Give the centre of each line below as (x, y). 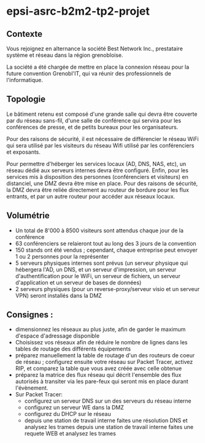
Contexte (25, 34)
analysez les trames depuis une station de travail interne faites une (109, 427)
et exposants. (24, 152)
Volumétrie (28, 216)
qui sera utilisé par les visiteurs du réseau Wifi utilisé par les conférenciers (100, 145)
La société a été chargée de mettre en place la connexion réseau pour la (98, 67)
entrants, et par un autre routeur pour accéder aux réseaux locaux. (91, 196)
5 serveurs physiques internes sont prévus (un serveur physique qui (102, 263)
